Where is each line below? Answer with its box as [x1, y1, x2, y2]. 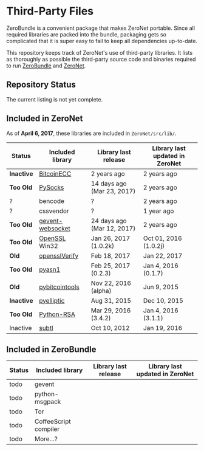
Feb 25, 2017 [90, 261, 131, 270]
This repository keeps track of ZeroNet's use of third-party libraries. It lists [6, 49, 193, 56]
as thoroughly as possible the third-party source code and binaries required [6, 55, 196, 63]
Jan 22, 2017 [143, 251, 183, 260]
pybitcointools [39, 283, 80, 291]
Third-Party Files [6, 4, 94, 18]
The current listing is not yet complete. [6, 95, 103, 103]
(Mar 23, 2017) [90, 187, 136, 195]
